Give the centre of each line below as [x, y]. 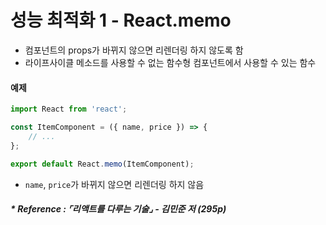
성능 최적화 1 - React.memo [121, 20]
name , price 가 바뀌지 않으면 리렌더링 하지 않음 [114, 184]
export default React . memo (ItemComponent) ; [102, 164]
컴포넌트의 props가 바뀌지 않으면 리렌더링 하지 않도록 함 [134, 50]
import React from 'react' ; [69, 109]
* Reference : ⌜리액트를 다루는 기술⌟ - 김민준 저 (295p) [118, 209]
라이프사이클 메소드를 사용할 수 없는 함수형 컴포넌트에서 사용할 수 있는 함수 [170, 62]
